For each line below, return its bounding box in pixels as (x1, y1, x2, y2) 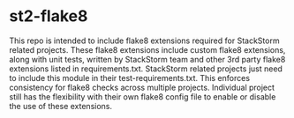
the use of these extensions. (9, 100, 113, 111)
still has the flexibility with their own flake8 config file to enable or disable (9, 91, 276, 102)
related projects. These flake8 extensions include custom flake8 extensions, (9, 44, 286, 55)
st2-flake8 (9, 6, 88, 26)
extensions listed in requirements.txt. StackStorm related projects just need (9, 63, 283, 74)
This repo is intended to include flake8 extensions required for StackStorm (9, 35, 280, 46)
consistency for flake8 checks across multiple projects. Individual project (9, 82, 275, 92)
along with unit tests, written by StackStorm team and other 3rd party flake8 (9, 54, 286, 64)
